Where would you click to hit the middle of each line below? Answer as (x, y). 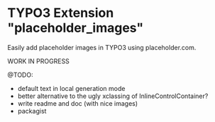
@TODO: (20, 75)
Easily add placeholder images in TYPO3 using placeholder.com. (102, 47)
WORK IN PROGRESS (38, 61)
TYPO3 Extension (61, 13)
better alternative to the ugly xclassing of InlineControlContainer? (113, 96)
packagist (32, 111)
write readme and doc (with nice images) (78, 103)
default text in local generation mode (71, 88)
